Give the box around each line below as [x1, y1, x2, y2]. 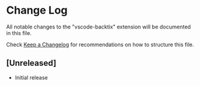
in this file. [6, 29, 32, 36]
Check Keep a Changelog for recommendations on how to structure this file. [6, 41, 195, 48]
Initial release [14, 74, 48, 81]
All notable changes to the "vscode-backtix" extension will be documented [6, 23, 191, 30]
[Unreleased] [6, 58, 57, 68]
